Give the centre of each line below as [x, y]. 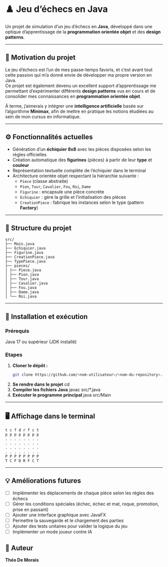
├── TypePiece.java [25, 261]
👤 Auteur [19, 548]
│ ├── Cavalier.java [27, 283]
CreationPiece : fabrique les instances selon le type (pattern [82, 202]
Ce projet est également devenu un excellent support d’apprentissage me [81, 86]
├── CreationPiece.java [30, 257]
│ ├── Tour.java [22, 279]
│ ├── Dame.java [22, 292]
